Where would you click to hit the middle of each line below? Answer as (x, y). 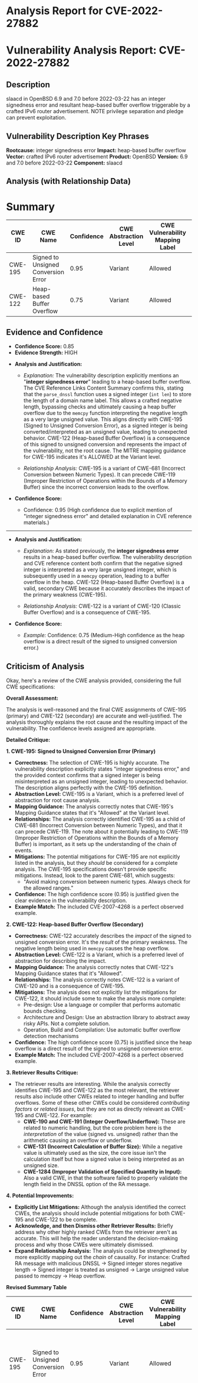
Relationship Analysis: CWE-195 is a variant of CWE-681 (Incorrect (104, 468)
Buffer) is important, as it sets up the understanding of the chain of (95, 844)
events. (24, 850)
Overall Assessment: (32, 698)
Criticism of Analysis (45, 666)
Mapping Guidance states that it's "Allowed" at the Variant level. (92, 812)
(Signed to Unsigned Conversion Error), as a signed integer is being (105, 426)
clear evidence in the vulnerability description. (71, 900)
